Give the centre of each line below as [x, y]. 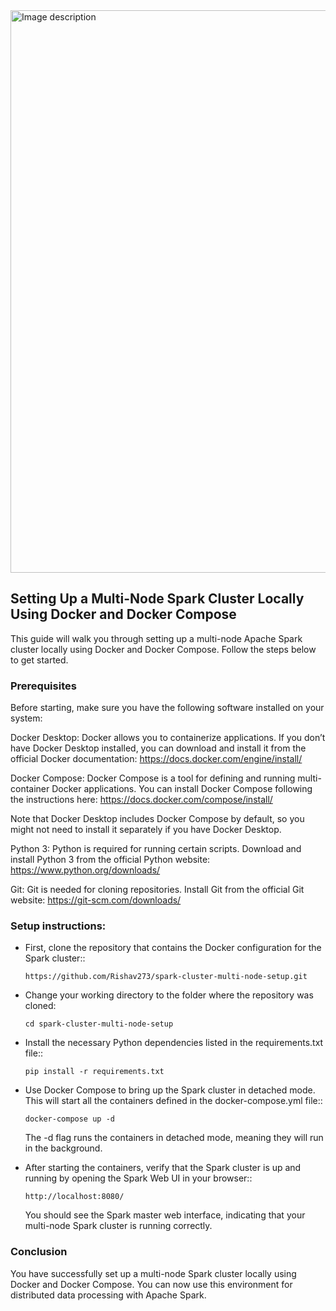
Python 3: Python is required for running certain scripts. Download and [156, 849]
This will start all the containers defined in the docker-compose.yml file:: [173, 1101]
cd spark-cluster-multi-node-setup [99, 1024]
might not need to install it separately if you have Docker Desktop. [146, 830]
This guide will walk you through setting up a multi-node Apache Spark [156, 638]
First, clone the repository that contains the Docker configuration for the [173, 948]
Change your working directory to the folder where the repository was [169, 995]
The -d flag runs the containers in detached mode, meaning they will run [174, 1138]
